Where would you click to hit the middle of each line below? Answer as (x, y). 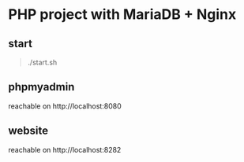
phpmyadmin (41, 87)
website (28, 131)
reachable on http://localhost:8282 (65, 149)
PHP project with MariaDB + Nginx (122, 15)
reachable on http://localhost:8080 (65, 106)
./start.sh (42, 62)
